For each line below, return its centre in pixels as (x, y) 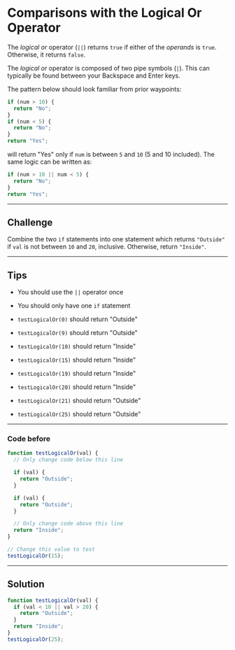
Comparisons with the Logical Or (105, 13)
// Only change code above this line (69, 524)
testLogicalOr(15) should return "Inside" (77, 360)
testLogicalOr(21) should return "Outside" (79, 401)
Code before (29, 439)
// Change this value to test (51, 550)
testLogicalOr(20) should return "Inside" (77, 387)
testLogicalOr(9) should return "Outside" (78, 333)
